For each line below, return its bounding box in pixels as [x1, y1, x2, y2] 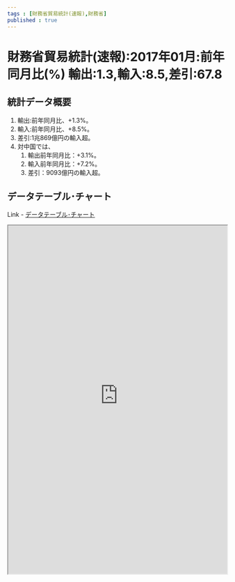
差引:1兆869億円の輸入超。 [17, 133, 95, 141]
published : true [7, 17, 58, 24]
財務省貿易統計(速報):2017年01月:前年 [7, 49, 225, 65]
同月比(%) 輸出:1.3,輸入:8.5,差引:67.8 [7, 66, 222, 82]
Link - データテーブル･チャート [7, 210, 95, 219]
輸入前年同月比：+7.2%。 [27, 160, 102, 168]
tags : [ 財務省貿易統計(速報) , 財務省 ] [7, 10, 107, 17]
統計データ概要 [7, 96, 72, 108]
